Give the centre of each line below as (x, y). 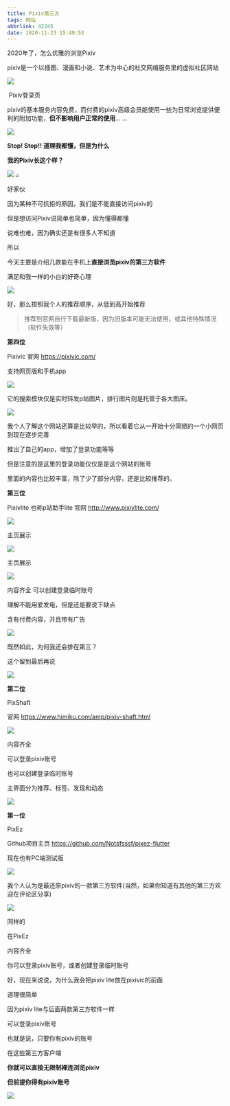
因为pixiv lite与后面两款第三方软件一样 (61, 1009)
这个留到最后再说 (31, 662)
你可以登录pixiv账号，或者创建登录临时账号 (68, 965)
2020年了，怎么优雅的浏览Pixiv (51, 53)
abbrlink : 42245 (30, 26)
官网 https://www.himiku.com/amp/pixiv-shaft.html (79, 717)
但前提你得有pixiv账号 (38, 1082)
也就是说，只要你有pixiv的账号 (50, 1039)
